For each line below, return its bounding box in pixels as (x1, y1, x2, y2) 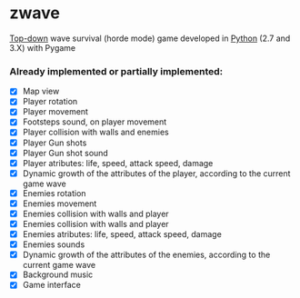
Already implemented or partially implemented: (9, 65, 224, 77)
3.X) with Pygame (9, 42, 76, 53)
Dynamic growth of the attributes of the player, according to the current (22, 167, 291, 179)
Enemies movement (22, 198, 97, 209)
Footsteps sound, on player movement (22, 116, 167, 127)
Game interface (22, 280, 82, 291)
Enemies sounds (22, 239, 85, 250)
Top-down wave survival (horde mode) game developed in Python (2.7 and (9, 33, 291, 44)
